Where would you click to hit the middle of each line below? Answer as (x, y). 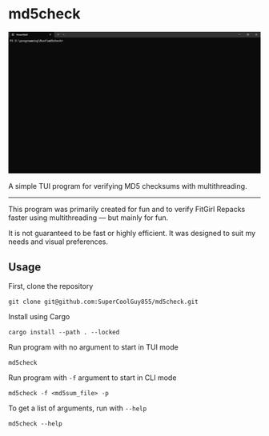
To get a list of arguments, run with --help (78, 408)
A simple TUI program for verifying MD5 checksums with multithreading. (128, 186)
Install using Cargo (39, 317)
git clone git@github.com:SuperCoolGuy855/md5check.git (103, 302)
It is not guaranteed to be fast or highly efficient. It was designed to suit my (132, 234)
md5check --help (35, 424)
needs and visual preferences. (58, 242)
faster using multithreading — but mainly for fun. (88, 218)
